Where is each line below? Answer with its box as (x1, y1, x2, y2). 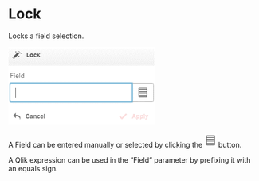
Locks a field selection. (8, 31, 84, 41)
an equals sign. (8, 163, 58, 173)
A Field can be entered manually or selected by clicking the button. (8, 140, 242, 149)
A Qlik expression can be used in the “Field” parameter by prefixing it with (8, 155, 251, 164)
